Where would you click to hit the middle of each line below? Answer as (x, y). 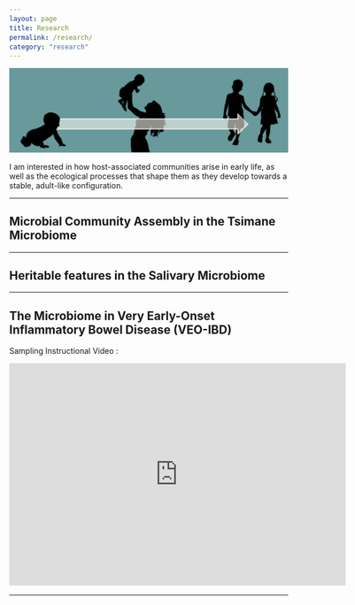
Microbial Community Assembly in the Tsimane (143, 222)
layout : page (33, 19)
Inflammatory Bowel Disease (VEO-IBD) (120, 329)
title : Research (39, 28)
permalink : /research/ (51, 37)
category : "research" (49, 47)
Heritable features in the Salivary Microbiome (137, 276)
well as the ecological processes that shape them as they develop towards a (148, 176)
